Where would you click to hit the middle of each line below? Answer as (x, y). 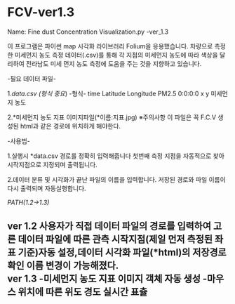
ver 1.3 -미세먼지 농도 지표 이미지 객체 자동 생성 (104, 279)
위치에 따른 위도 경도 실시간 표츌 (83, 292)
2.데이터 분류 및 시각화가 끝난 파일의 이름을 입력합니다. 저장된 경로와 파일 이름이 (116, 179)
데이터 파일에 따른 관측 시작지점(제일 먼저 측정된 (115, 239)
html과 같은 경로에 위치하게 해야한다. (70, 126)
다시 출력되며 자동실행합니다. (47, 188)
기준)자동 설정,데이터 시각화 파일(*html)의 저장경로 (122, 252)
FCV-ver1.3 (41, 12)
